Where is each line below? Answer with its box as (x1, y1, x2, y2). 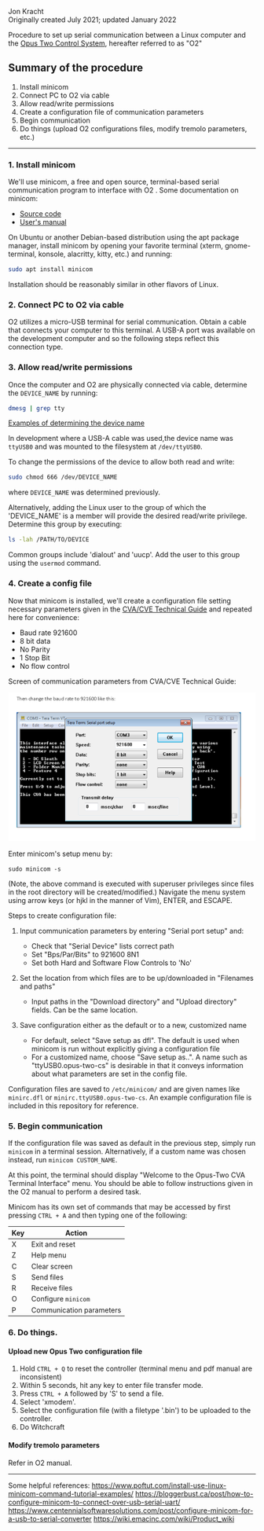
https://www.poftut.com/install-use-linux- (91, 1481, 226, 1490)
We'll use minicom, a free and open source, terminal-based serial (8, 177, 220, 187)
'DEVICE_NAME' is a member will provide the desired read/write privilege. (8, 511, 247, 521)
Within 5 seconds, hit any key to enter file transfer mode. (19, 1381, 203, 1390)
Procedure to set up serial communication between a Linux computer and (8, 31, 246, 39)
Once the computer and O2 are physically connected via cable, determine (8, 380, 247, 389)
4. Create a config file (8, 578, 93, 589)
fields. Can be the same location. (31, 1005, 138, 1015)
